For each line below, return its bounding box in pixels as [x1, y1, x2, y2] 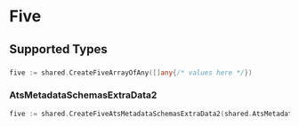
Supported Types [9, 42, 109, 57]
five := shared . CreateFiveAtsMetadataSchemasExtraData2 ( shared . [9, 109, 253, 118]
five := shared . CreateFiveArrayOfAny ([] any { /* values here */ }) [9, 68, 253, 77]
